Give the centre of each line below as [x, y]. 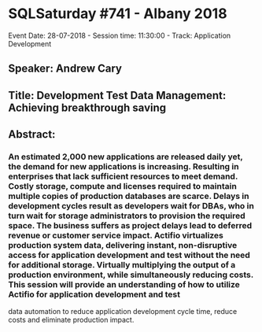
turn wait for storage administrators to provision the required [127, 216]
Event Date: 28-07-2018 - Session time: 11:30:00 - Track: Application [120, 35]
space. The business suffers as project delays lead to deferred [130, 226]
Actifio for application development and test [94, 294]
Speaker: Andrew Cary [65, 69]
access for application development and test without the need [129, 255]
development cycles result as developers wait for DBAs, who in [131, 206]
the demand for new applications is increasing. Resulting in [124, 167]
